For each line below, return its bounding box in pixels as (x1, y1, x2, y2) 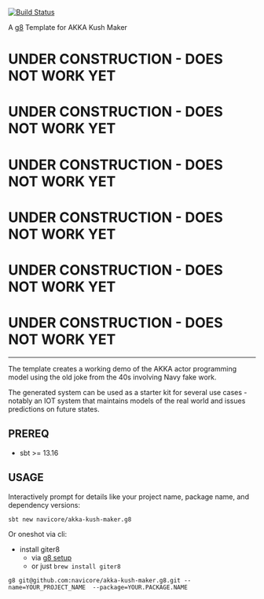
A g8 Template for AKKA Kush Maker (8, 23, 128, 31)
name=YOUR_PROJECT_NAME (8, 583, 86, 591)
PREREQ (8, 427, 49, 441)
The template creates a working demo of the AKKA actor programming (8, 364, 237, 373)
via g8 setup (31, 553, 72, 562)
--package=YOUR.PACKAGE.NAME (92, 583, 189, 591)
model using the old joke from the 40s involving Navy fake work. (8, 372, 217, 382)
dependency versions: (8, 500, 81, 509)
